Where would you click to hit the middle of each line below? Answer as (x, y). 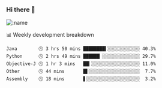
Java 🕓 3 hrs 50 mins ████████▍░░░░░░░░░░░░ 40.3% (81, 49)
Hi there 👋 (21, 10)
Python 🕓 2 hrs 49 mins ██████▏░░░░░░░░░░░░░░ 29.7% (81, 57)
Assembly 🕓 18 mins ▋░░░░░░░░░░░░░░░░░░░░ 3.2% (81, 79)
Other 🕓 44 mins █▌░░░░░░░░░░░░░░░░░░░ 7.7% (81, 72)
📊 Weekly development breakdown (50, 35)
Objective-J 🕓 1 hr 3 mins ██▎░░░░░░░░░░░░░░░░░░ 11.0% (81, 64)
